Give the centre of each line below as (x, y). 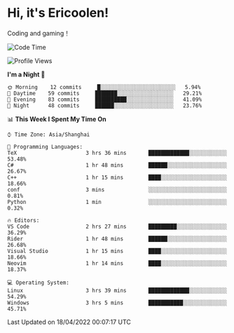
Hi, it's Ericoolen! (58, 13)
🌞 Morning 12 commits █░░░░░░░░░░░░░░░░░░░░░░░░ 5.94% (104, 87)
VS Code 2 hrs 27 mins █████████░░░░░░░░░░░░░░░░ (117, 226)
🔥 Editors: (23, 220)
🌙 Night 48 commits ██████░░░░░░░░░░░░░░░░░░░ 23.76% (104, 106)
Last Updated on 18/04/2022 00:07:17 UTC (69, 322)
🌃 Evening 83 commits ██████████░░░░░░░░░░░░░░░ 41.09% (104, 100)
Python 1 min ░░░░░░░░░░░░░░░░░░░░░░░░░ (117, 202)
